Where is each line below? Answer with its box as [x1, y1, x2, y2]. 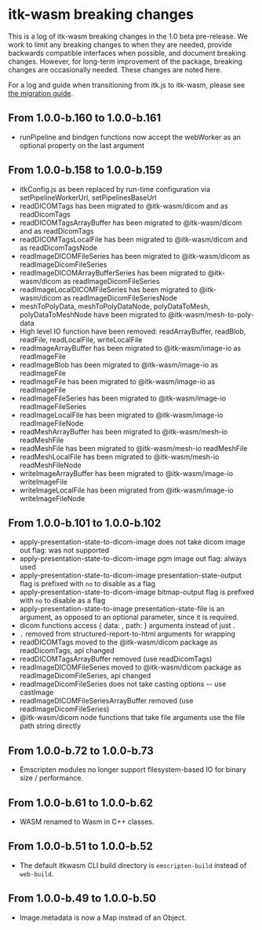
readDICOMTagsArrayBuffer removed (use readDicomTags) [19, 655, 213, 664]
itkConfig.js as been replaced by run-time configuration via [19, 184, 210, 194]
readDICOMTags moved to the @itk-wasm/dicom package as [19, 637, 218, 647]
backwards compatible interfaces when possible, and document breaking [8, 48, 246, 57]
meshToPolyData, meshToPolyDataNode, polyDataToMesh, [19, 301, 210, 311]
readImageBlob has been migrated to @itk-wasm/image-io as [19, 360, 219, 369]
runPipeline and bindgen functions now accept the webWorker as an [19, 132, 242, 142]
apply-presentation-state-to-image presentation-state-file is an [19, 604, 225, 614]
